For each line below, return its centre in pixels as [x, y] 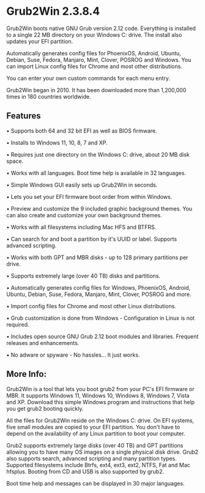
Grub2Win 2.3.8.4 [53, 11]
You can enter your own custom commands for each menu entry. [88, 78]
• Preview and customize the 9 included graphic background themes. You [99, 208]
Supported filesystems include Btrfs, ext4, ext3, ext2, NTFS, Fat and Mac [99, 465]
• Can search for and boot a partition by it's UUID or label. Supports [92, 239]
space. [15, 161]
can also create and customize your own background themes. [84, 215]
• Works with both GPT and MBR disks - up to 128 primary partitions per [97, 257]
